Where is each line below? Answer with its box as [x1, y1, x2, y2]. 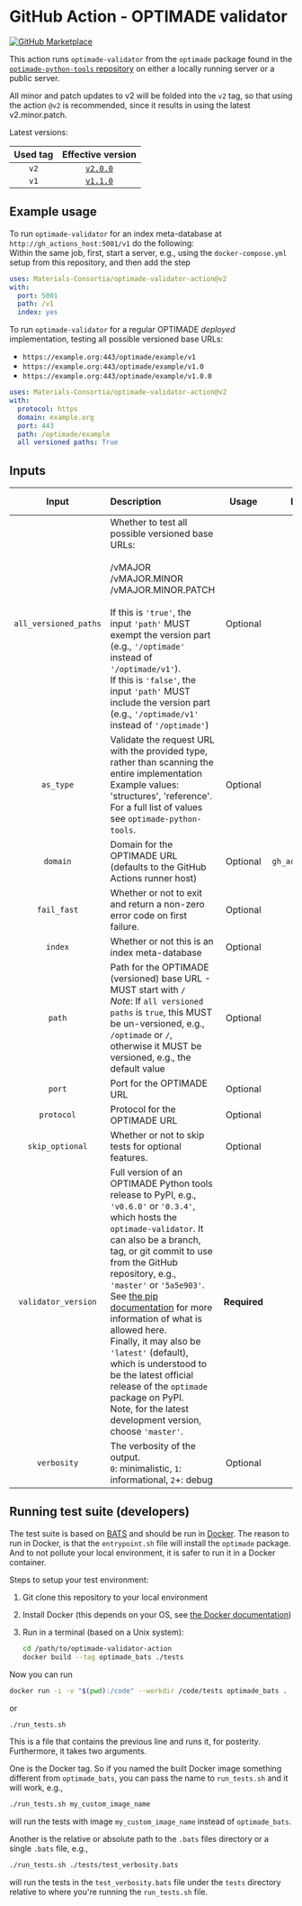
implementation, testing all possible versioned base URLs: [9, 333, 224, 344]
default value [110, 1062, 165, 1075]
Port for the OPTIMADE [110, 1077, 209, 1090]
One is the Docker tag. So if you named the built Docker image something [9, 1764, 282, 1774]
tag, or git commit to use [110, 1245, 213, 1258]
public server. [9, 72, 60, 83]
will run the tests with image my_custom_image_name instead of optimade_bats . [9, 1816, 292, 1827]
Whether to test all [110, 516, 188, 529]
